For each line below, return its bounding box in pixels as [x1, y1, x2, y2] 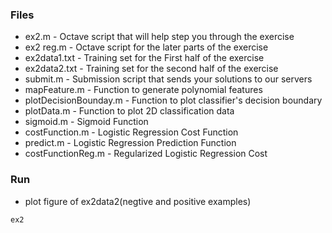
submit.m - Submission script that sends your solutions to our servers [24, 73, 313, 85]
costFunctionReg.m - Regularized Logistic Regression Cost [24, 148, 268, 160]
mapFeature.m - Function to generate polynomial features [24, 84, 263, 96]
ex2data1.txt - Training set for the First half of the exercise [24, 52, 265, 64]
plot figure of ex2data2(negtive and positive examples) [24, 195, 252, 207]
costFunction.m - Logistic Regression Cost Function [24, 126, 239, 138]
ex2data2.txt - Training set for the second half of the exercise [24, 63, 279, 75]
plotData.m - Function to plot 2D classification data [24, 105, 235, 117]
